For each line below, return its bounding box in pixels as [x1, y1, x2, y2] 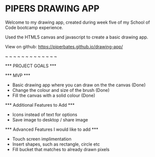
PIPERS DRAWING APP [5, 3, 100, 14]
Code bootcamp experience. [5, 24, 63, 30]
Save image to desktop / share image [12, 117, 88, 122]
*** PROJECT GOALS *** [5, 63, 57, 69]
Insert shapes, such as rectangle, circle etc [12, 141, 100, 147]
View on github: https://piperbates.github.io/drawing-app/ [5, 43, 123, 49]
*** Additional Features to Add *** [5, 102, 75, 108]
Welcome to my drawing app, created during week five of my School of [5, 19, 150, 25]
